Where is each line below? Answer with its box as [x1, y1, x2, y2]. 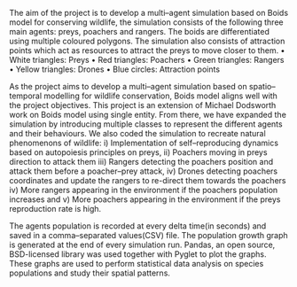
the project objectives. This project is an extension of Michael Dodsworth [9, 100, 277, 110]
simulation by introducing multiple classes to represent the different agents [9, 119, 283, 129]
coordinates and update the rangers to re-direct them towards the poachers [9, 175, 286, 185]
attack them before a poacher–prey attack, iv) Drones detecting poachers [9, 166, 277, 176]
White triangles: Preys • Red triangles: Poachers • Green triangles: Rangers [9, 55, 285, 65]
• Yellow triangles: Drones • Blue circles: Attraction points [9, 64, 220, 74]
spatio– [248, 81, 277, 91]
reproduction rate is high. [9, 204, 102, 213]
